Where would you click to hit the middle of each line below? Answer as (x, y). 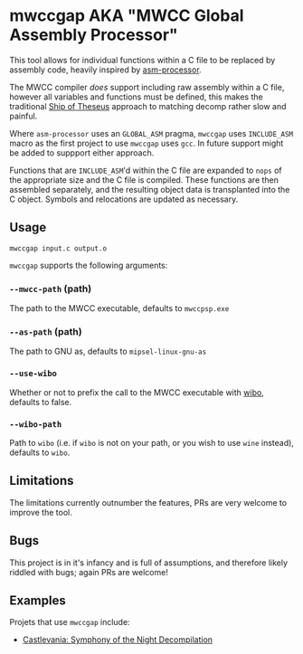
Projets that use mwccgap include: (70, 622)
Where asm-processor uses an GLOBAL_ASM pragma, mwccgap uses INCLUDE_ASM (151, 133)
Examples (38, 600)
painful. (24, 116)
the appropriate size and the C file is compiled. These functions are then (144, 180)
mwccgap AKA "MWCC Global (127, 16)
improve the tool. (41, 512)
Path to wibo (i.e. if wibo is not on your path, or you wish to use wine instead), (151, 442)
